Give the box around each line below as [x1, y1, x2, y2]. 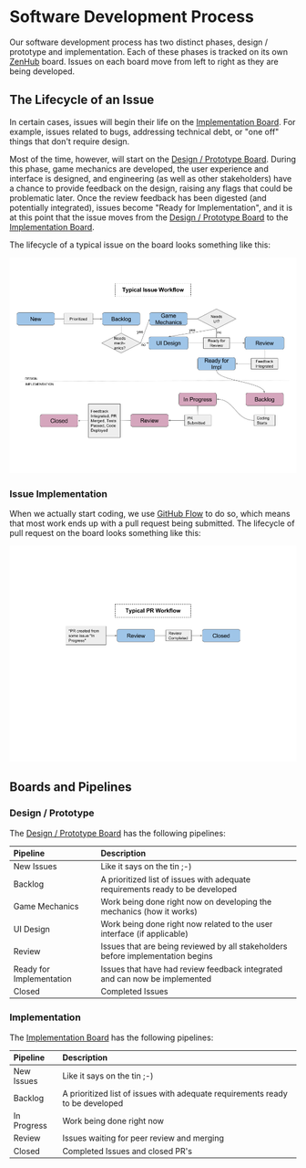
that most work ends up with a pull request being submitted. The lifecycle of [9, 518, 295, 529]
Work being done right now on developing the [100, 896, 272, 907]
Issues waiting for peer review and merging [62, 1132, 225, 1143]
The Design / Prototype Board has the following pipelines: [9, 827, 226, 838]
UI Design [13, 923, 50, 934]
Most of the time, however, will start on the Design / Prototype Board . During [9, 153, 297, 164]
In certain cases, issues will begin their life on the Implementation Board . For [9, 116, 296, 127]
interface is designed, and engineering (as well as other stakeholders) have [9, 173, 292, 184]
